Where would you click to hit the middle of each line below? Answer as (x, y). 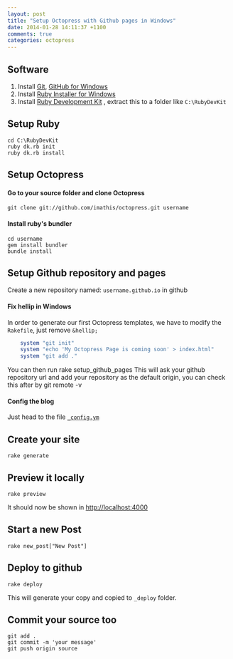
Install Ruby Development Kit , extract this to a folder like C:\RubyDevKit (122, 101)
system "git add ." (49, 356)
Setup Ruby (34, 124)
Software (28, 69)
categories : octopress (41, 41)
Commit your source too (62, 620)
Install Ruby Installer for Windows (66, 94)
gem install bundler (38, 245)
